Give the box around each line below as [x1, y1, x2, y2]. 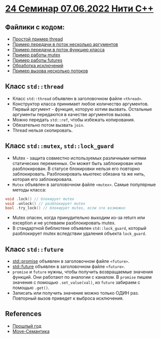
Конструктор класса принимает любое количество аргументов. [12, 101, 149, 107]
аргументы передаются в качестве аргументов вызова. [12, 111, 132, 117]
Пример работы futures [12, 57, 63, 63]
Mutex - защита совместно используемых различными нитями [12, 155, 147, 161]
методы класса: [12, 186, 46, 192]
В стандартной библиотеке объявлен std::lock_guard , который [12, 225, 147, 231]
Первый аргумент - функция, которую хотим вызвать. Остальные [12, 106, 153, 112]
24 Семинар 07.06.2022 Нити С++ [5, 3, 154, 14]
